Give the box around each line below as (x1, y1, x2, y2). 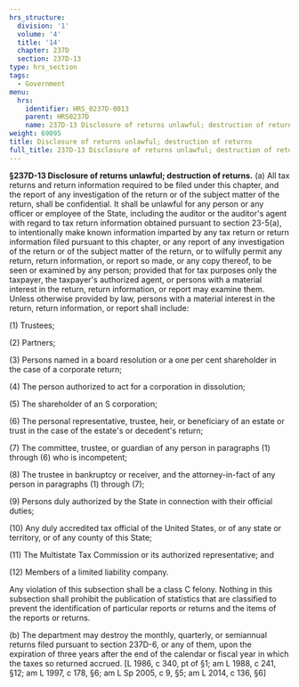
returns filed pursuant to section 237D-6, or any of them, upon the (9, 639, 252, 650)
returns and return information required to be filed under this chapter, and (9, 179, 279, 190)
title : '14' (17, 37, 62, 47)
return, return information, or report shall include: (9, 302, 190, 313)
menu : (9, 87, 29, 96)
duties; (9, 505, 35, 516)
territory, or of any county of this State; (9, 532, 153, 543)
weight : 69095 (9, 129, 62, 138)
